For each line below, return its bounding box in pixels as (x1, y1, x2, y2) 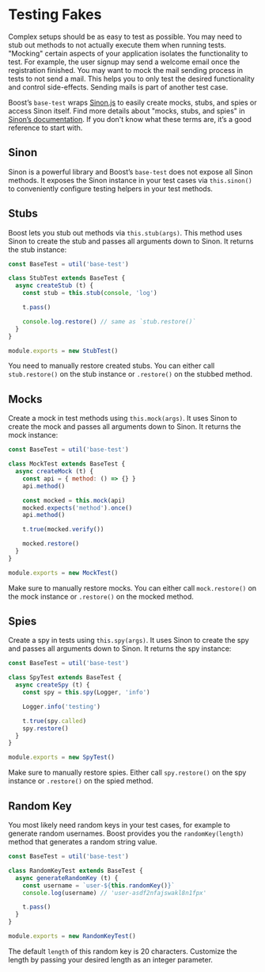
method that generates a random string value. (8, 837, 158, 846)
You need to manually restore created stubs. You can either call (8, 361, 215, 370)
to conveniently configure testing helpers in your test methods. (8, 184, 214, 193)
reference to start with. (8, 123, 83, 132)
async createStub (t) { (15, 281, 93, 290)
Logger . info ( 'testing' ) (22, 702, 101, 710)
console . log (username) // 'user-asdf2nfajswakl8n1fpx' (22, 889, 207, 897)
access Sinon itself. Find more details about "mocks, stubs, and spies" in (8, 105, 245, 116)
